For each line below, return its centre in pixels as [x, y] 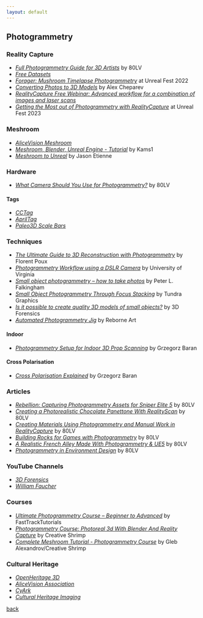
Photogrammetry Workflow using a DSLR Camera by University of [98, 268]
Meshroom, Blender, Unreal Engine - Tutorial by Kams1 [84, 149]
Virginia [25, 274]
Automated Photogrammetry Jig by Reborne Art [76, 320]
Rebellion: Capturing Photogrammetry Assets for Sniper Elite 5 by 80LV [105, 405]
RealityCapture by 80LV [45, 431]
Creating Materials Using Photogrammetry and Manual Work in [95, 425]
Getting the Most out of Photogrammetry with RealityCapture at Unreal [104, 107]
